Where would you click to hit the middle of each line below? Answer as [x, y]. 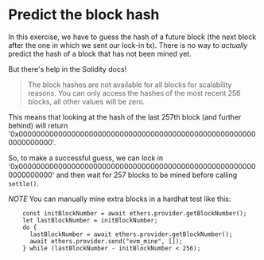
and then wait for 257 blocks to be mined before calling [147, 175]
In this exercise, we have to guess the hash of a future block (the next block [132, 37]
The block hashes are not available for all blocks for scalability [130, 85]
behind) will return [38, 125]
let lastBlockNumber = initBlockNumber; [90, 220]
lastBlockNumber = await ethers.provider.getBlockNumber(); [131, 234]
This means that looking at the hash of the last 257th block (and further [125, 116]
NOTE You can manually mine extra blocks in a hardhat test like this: [120, 199]
